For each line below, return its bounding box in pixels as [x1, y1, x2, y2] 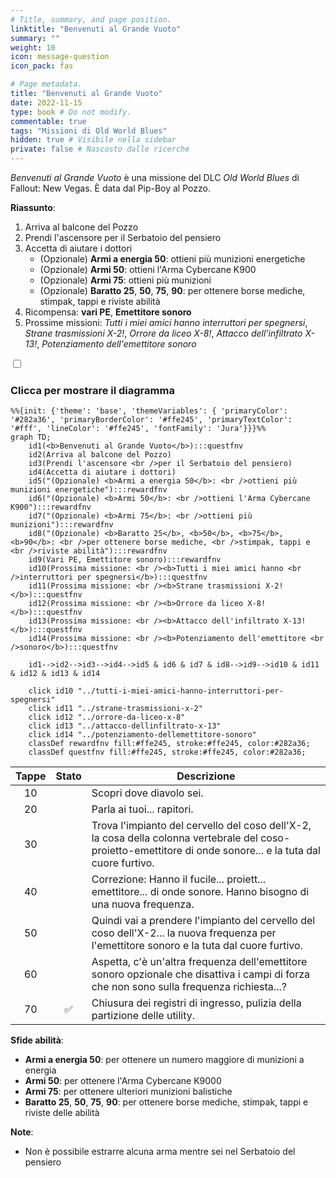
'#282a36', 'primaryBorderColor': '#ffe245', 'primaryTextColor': [10, 415, 293, 425]
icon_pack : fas [10, 61, 74, 71]
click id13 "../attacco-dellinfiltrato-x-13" [28, 721, 222, 731]
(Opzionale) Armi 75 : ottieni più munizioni [39, 274, 212, 286]
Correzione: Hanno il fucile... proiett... [91, 872, 267, 886]
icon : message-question [10, 52, 110, 62]
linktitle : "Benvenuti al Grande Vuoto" [10, 24, 182, 34]
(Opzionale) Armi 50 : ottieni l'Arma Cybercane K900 [39, 264, 257, 275]
